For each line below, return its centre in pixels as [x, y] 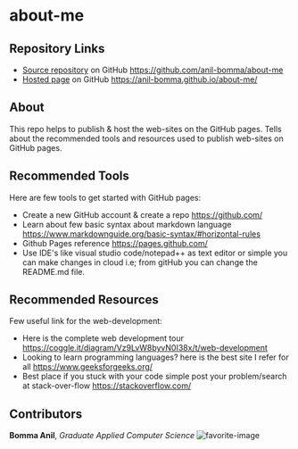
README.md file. [54, 271]
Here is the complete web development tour [103, 338]
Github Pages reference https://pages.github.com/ [115, 243]
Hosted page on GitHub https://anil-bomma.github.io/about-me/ [140, 79]
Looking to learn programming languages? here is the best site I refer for [156, 357]
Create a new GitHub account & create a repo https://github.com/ [142, 214]
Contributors [46, 414]
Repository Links [57, 49]
